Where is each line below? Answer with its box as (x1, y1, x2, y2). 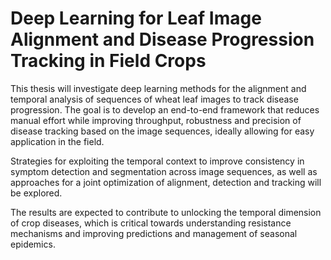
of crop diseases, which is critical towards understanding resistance (10, 217, 292, 229)
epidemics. (10, 238, 56, 250)
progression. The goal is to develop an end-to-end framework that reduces (10, 103, 320, 116)
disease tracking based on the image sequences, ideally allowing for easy (10, 125, 315, 137)
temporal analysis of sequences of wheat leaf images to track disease (10, 93, 299, 105)
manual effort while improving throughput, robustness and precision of (10, 114, 302, 126)
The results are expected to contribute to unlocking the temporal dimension (10, 206, 322, 218)
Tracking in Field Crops (10, 50, 207, 72)
